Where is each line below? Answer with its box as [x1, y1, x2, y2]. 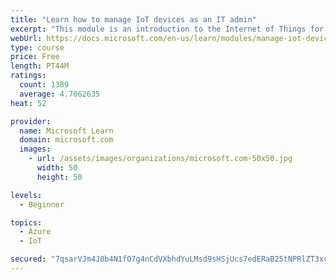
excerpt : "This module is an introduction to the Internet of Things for [10, 24, 325, 34]
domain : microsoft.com [19, 135, 114, 145]
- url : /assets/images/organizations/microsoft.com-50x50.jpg [28, 154, 293, 164]
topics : [10, 217, 43, 228]
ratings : [10, 71, 47, 81]
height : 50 [36, 172, 83, 182]
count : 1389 [19, 80, 70, 90]
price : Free [10, 52, 60, 62]
